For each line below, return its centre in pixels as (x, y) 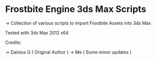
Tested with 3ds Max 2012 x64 (37, 32)
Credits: (13, 42)
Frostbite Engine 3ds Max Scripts (76, 9)
